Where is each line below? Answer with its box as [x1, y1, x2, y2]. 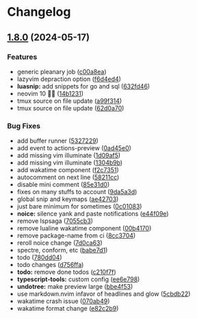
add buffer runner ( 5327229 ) [16, 137, 99, 145]
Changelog [7, 4, 71, 20]
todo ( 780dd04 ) [16, 253, 63, 261]
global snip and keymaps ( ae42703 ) [16, 195, 119, 203]
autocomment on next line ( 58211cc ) [16, 173, 120, 182]
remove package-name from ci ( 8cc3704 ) [16, 231, 136, 240]
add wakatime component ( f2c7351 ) [16, 166, 120, 174]
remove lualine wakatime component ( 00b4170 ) [16, 224, 152, 233]
